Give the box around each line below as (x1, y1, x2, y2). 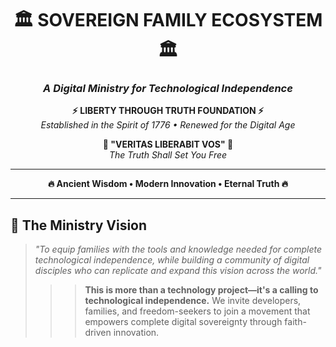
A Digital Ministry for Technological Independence (43, 82, 293, 96)
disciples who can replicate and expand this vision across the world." (34, 265, 322, 277)
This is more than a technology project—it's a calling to (84, 284, 319, 296)
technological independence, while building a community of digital (34, 254, 310, 266)
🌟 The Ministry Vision (10, 217, 148, 234)
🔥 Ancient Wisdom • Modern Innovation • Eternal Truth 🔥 (47, 178, 289, 190)
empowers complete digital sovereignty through (84, 316, 283, 328)
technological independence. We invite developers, (84, 295, 302, 307)
